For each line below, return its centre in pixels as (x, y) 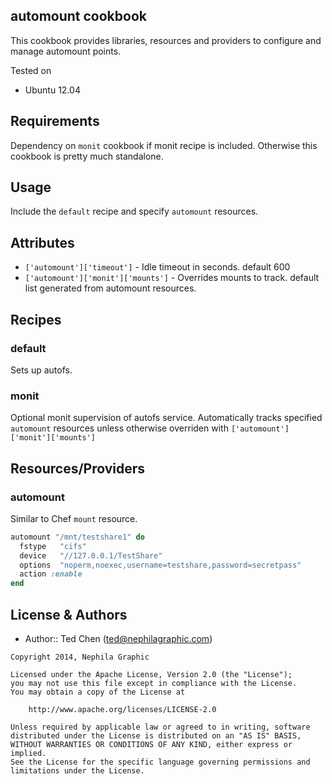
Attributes (42, 242)
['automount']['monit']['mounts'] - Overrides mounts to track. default (172, 278)
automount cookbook (78, 16)
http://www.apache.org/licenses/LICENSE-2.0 (122, 709)
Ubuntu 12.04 (52, 90)
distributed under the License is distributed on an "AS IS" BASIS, (156, 735)
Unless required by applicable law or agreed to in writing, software (160, 727)
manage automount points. (66, 51)
